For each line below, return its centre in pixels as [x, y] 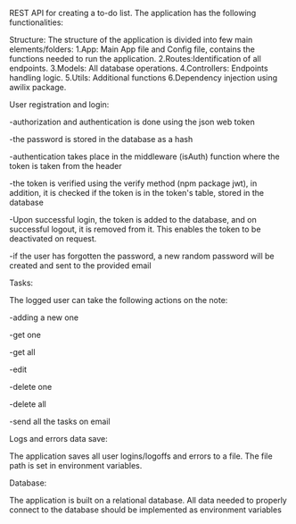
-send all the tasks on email [60, 421]
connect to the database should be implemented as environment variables [146, 510]
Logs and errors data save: [59, 439]
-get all [22, 352]
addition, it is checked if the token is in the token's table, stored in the [137, 193]
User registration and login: [59, 105]
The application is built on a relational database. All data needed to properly [148, 500]
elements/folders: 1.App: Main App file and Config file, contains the [132, 49]
